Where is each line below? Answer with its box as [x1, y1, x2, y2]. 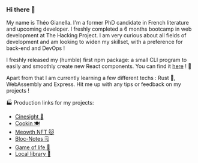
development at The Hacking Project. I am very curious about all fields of [6, 32, 187, 39]
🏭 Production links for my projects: [6, 99, 94, 106]
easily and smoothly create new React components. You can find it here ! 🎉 [6, 63, 192, 70]
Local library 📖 [14, 150, 51, 158]
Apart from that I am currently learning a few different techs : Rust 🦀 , [6, 75, 176, 82]
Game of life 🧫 [14, 144, 50, 151]
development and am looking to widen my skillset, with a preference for [6, 38, 183, 46]
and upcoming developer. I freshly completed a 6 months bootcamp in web [6, 25, 192, 32]
